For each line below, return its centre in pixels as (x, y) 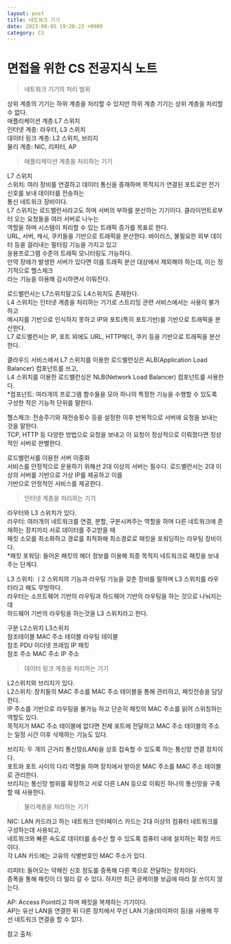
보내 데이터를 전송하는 (55, 193)
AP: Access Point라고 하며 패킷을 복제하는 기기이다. (77, 902)
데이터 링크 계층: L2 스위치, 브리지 (53, 138)
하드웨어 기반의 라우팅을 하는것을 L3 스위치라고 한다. (78, 613)
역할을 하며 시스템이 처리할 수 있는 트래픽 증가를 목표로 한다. (88, 228)
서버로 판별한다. (41, 443)
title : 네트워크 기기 (34, 20)
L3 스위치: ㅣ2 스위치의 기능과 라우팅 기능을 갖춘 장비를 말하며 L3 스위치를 (107, 579)
